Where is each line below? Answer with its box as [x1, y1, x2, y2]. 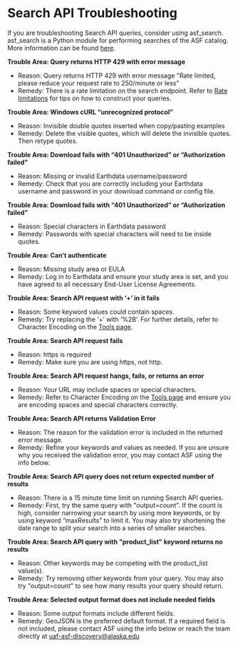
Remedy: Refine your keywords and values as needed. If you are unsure [17, 443, 229, 451]
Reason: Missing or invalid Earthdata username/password [17, 172, 187, 180]
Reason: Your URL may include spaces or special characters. [17, 385, 197, 394]
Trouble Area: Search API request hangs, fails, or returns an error [7, 372, 205, 380]
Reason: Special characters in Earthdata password [17, 222, 166, 231]
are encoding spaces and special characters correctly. [17, 400, 178, 409]
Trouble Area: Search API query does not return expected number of [7, 472, 214, 480]
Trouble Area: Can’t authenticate [7, 251, 107, 259]
